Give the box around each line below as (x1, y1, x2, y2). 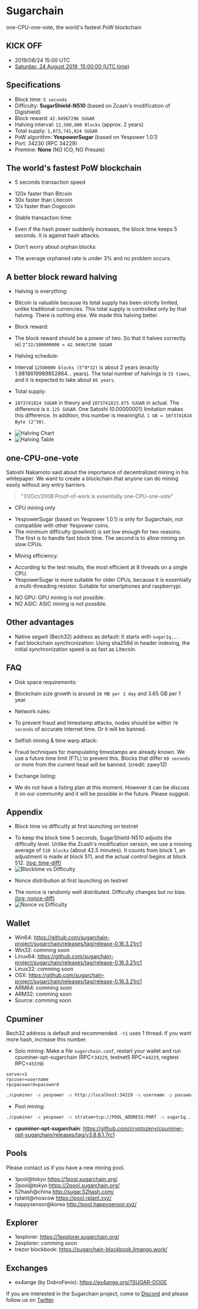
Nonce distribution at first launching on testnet (14, 877, 128, 884)
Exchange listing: (14, 772, 57, 779)
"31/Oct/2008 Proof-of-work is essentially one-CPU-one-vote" (20, 493, 174, 500)
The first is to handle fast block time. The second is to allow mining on (14, 534, 185, 542)
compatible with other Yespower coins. (14, 522, 110, 529)
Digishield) (14, 108, 41, 115)
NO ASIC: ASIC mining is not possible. (14, 600, 107, 607)
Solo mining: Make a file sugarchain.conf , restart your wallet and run (14, 1048, 181, 1055)
